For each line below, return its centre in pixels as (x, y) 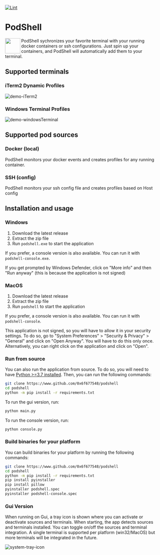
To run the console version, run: (37, 420)
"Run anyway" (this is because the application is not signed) (65, 273)
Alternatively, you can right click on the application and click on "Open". (77, 346)
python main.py (20, 411)
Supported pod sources (42, 135)
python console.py (24, 429)
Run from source (25, 359)
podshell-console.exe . (27, 258)
